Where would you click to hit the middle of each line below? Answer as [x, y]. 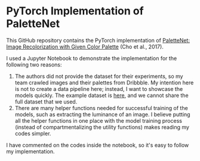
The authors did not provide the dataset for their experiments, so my [99, 76]
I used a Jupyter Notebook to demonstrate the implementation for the [92, 58]
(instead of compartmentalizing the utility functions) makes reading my [102, 127]
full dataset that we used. [46, 101]
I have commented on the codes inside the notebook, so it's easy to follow [98, 145]
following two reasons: [34, 65]
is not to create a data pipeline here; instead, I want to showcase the [99, 89]
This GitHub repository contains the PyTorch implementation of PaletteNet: [98, 40]
